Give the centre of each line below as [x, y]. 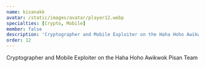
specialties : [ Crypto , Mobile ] [46, 23]
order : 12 [19, 40]
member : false [24, 29]
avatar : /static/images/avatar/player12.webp [65, 18]
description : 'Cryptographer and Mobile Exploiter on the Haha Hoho [95, 35]
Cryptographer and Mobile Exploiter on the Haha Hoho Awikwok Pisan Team [102, 58]
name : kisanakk [26, 12]
